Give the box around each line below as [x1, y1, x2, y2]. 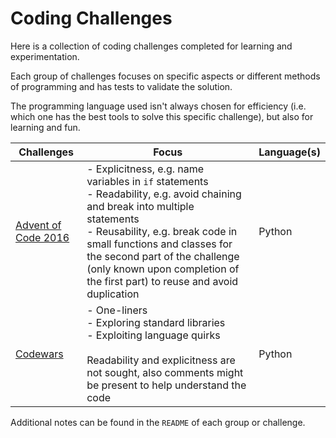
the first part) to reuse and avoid [86, 274, 239, 288]
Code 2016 [15, 230, 70, 244]
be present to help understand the [86, 378, 247, 392]
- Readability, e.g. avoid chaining [86, 187, 242, 201]
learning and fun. [10, 121, 81, 133]
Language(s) [258, 145, 321, 159]
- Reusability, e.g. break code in [86, 224, 238, 238]
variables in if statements [86, 174, 209, 188]
